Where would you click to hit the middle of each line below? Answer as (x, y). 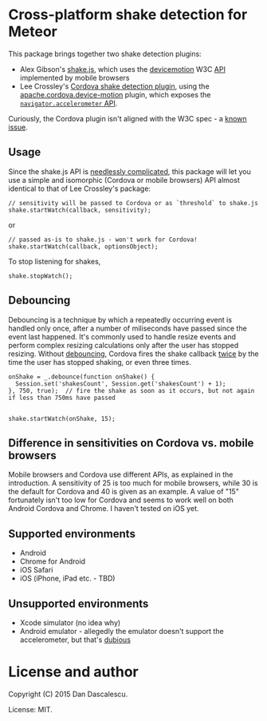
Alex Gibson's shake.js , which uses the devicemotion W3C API (122, 69)
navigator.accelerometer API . (69, 103)
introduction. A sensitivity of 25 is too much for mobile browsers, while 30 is (133, 483)
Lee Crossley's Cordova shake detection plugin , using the (114, 86)
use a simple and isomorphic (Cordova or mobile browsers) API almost (124, 180)
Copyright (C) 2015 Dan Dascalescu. (68, 694)
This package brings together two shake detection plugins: (105, 53)
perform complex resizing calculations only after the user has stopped (124, 345)
